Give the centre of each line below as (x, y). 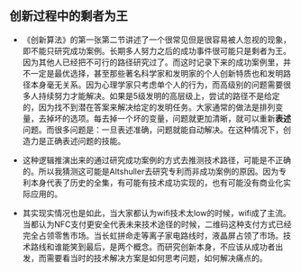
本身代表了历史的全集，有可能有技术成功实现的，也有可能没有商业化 (157, 182)
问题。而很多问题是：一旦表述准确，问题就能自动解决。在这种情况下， (153, 130)
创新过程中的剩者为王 (68, 16)
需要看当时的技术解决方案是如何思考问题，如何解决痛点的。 (157, 258)
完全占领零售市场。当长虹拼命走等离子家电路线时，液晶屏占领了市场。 (153, 235)
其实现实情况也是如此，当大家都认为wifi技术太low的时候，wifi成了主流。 (156, 213)
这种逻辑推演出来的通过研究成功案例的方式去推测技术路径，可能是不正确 (156, 159)
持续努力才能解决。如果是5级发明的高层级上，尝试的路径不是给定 (160, 95)
